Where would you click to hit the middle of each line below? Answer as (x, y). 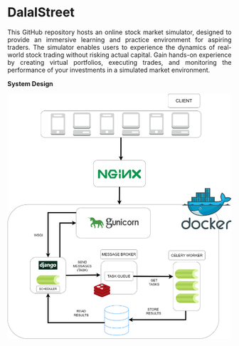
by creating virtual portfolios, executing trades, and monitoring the (119, 62)
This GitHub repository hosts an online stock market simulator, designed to (119, 32)
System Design (30, 83)
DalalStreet (41, 12)
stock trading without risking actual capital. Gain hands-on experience (129, 55)
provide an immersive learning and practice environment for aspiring (119, 39)
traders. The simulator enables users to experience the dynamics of (111, 47)
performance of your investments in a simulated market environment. (109, 70)
